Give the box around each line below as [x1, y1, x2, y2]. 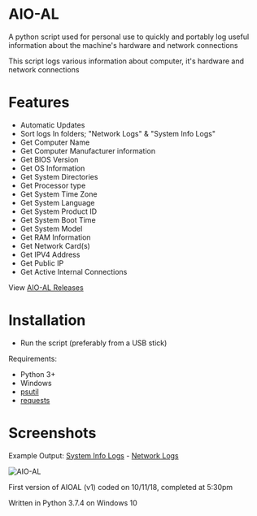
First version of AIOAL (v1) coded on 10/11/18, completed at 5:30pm [8, 482, 233, 492]
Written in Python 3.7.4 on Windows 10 [8, 497, 138, 508]
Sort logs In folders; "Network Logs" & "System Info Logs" [20, 128, 216, 138]
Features [8, 93, 70, 112]
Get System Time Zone [20, 189, 98, 199]
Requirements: [8, 353, 57, 363]
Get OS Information [20, 163, 85, 173]
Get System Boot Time [20, 215, 96, 224]
